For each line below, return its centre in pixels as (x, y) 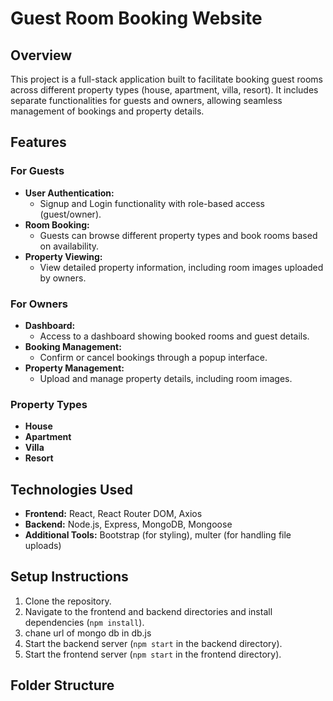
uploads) (43, 546)
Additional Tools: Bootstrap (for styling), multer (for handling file (158, 535)
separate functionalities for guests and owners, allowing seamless (146, 100)
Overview (41, 55)
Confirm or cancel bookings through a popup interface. (153, 357)
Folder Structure (62, 685)
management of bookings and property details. (107, 111)
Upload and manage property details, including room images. (166, 378)
